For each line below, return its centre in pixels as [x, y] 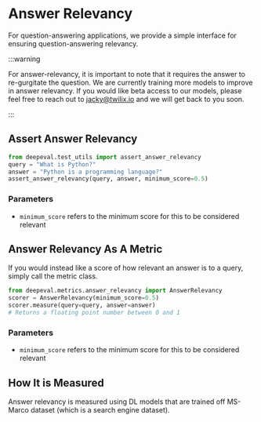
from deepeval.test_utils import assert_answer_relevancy [105, 157]
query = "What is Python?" [52, 164]
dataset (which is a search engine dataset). [100, 409]
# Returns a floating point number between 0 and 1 [94, 312]
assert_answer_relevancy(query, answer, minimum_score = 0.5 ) [109, 179]
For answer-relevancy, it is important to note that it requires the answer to [127, 74]
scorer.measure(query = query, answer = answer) [82, 306]
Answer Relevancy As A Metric [85, 249]
